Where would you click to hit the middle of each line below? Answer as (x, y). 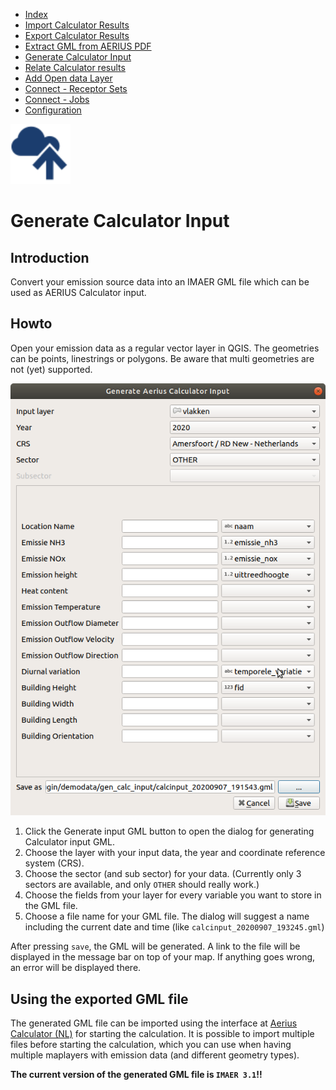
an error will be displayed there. (76, 968)
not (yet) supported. (51, 369)
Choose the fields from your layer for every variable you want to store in (173, 895)
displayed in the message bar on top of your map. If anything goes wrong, (163, 957)
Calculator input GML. (69, 842)
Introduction (50, 257)
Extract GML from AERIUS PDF (88, 46)
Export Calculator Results (77, 35)
